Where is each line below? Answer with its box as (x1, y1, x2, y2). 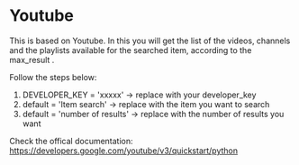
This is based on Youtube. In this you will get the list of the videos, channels (9, 35, 291, 46)
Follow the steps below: (9, 71, 97, 82)
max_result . (9, 54, 55, 65)
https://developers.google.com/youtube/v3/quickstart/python (9, 145, 239, 156)
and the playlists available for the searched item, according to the (9, 44, 252, 55)
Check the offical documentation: (9, 135, 133, 146)
